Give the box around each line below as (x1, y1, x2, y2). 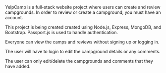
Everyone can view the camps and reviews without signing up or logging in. (5, 39, 160, 45)
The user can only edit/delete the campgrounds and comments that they (5, 58, 154, 64)
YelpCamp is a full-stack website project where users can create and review (5, 4, 161, 10)
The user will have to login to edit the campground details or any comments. (5, 49, 161, 54)
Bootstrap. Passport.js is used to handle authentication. (5, 30, 118, 35)
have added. (5, 64, 31, 69)
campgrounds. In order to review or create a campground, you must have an (5, 9, 161, 15)
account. (5, 15, 23, 20)
